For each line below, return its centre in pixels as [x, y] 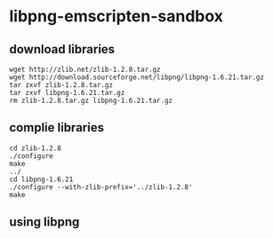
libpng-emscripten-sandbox [116, 16]
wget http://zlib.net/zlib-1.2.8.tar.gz [85, 69]
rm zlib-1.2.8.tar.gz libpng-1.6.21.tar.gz [91, 100]
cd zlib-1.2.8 [36, 148]
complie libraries [57, 127]
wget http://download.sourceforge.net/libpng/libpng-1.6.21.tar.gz [137, 77]
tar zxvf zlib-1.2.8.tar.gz [61, 85]
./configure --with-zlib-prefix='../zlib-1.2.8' [101, 187]
